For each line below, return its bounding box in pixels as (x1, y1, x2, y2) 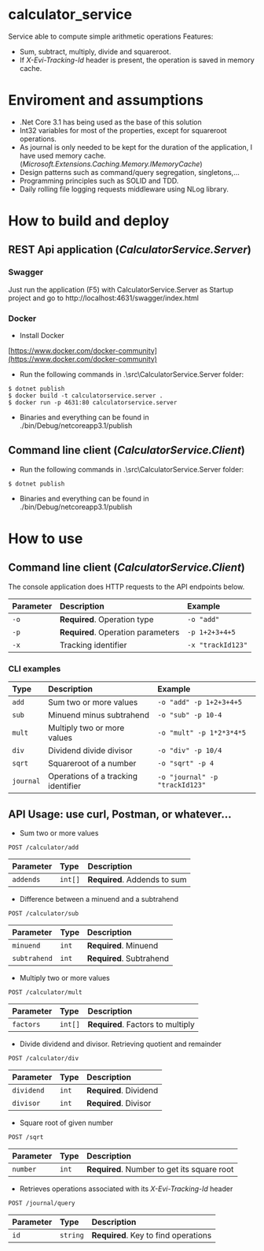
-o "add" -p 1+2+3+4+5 (156, 698, 242, 707)
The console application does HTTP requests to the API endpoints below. (8, 582, 245, 591)
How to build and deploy (8, 212, 170, 230)
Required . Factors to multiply (87, 1018, 195, 1029)
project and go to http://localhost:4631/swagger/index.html (8, 293, 199, 303)
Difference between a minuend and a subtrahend (19, 894, 179, 903)
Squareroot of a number (48, 758, 137, 769)
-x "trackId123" (187, 640, 248, 650)
